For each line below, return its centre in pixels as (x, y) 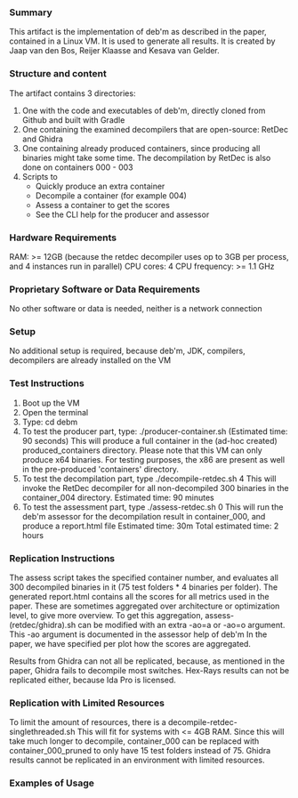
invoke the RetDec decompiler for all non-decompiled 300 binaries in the (155, 488)
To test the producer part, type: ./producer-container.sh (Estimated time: (155, 431)
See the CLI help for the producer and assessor (122, 214)
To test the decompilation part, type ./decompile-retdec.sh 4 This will (149, 479)
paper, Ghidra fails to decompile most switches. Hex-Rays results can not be (149, 671)
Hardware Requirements (63, 238)
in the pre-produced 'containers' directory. (101, 469)
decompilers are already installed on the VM (90, 360)
